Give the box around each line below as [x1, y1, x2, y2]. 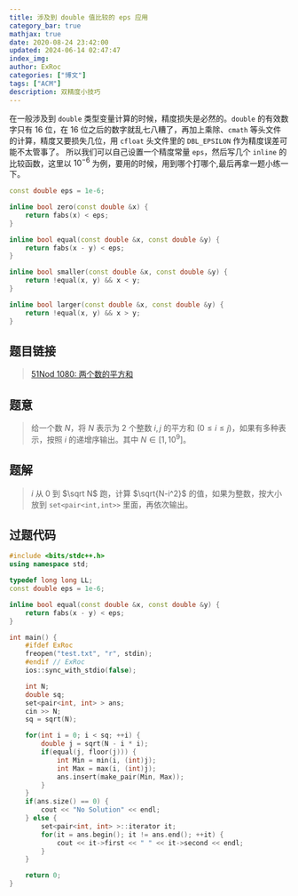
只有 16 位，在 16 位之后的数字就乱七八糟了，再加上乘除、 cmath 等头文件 [16, 124, 282, 134]
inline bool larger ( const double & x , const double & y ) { [9, 300, 224, 309]
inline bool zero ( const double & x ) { [9, 203, 149, 212]
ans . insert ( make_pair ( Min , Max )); [56, 772, 184, 781]
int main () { [9, 633, 58, 642]
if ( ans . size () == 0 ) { [25, 797, 109, 806]
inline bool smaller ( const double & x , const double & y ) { [9, 268, 228, 276]
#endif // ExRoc [25, 658, 86, 667]
